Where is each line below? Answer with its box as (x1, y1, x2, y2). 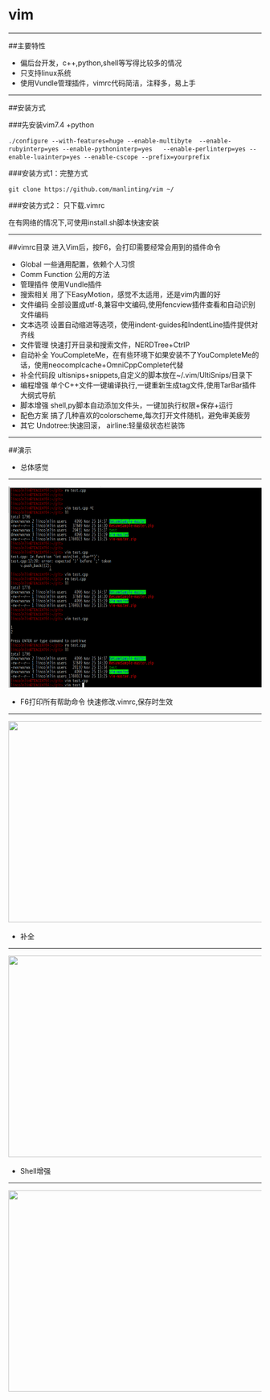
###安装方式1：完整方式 (8, 168, 88, 178)
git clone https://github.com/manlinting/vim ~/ (8, 185, 174, 193)
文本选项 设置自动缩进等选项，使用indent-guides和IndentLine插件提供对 (19, 320, 259, 329)
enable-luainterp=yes (8, 153, 81, 161)
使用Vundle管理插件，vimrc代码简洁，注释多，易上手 (19, 78, 196, 88)
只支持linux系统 (19, 68, 72, 77)
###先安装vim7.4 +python (8, 119, 95, 130)
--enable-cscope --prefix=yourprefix (84, 153, 211, 161)
